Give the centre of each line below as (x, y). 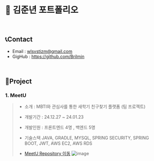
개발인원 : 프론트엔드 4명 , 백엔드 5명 (60, 128)
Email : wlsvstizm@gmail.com (42, 51)
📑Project (18, 81)
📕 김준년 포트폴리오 (42, 10)
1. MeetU (16, 95)
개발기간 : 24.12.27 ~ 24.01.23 (54, 117)
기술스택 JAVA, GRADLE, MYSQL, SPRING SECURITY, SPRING (87, 138)
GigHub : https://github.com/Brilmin (48, 56)
